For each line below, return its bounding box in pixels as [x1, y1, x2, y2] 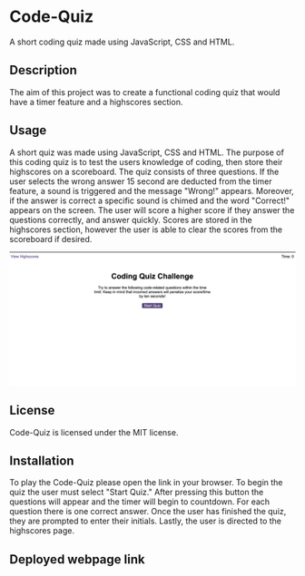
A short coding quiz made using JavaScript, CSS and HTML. [9, 36, 235, 47]
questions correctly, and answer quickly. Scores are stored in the [9, 214, 252, 225]
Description [9, 63, 77, 78]
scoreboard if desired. [9, 233, 93, 244]
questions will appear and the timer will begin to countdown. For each [9, 496, 271, 507]
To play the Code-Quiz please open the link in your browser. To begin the [9, 477, 283, 488]
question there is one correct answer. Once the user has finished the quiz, [9, 506, 287, 517]
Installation [9, 454, 74, 469]
